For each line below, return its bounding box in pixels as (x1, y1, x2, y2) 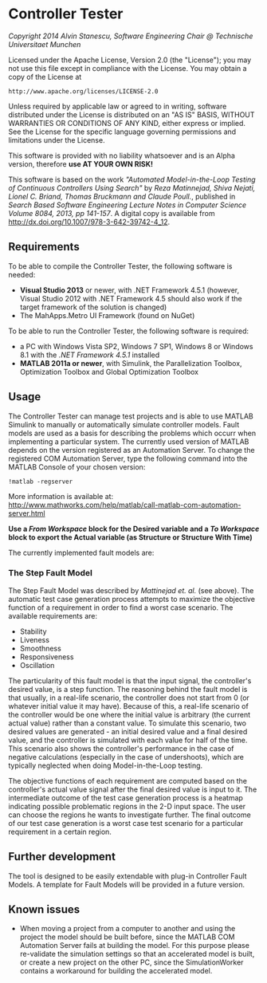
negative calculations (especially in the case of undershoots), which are (8, 752, 245, 761)
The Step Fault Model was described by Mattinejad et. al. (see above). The (8, 585, 254, 595)
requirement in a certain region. (8, 827, 112, 836)
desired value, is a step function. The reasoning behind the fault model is (8, 684, 248, 694)
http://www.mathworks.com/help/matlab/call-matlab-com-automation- (8, 500, 241, 509)
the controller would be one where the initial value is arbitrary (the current (8, 710, 251, 719)
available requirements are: (8, 611, 98, 620)
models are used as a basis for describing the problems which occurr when (8, 428, 257, 438)
